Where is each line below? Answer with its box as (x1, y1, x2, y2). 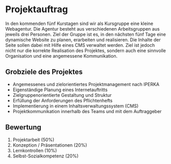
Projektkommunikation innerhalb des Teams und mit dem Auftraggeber (12, 108, 162, 114)
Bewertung (5, 123, 42, 132)
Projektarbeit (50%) (12, 136, 55, 143)
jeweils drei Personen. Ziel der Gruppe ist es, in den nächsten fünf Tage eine (5, 31, 166, 37)
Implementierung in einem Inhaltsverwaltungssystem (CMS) (12, 103, 139, 109)
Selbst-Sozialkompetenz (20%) (12, 153, 79, 159)
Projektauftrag (5, 4, 68, 15)
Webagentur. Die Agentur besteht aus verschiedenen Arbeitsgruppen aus (5, 25, 160, 32)
